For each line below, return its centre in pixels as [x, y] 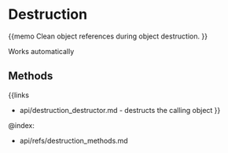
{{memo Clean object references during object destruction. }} [108, 36]
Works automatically [41, 51]
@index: [22, 125]
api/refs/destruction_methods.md [74, 140]
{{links [19, 95]
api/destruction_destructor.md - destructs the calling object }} [120, 110]
